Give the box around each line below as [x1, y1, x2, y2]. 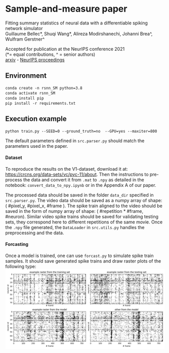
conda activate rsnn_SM [5, 90, 56, 95]
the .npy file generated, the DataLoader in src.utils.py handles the [5, 224, 145, 230]
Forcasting [5, 241, 29, 247]
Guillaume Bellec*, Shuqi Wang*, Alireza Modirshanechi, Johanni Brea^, [5, 30, 153, 37]
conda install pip [5, 95, 44, 101]
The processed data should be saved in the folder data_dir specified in [5, 191, 154, 198]
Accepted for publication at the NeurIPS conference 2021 [5, 46, 125, 52]
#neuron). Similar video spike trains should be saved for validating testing [5, 213, 158, 219]
